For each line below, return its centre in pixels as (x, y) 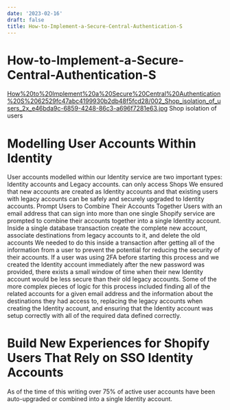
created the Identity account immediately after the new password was (106, 264)
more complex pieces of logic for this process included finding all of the (109, 286)
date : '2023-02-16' (35, 13)
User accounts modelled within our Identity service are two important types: (115, 177)
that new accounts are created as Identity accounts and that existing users (113, 192)
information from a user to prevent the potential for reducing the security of (114, 250)
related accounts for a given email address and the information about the (110, 294)
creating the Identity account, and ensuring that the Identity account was (110, 308)
